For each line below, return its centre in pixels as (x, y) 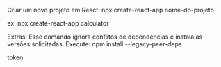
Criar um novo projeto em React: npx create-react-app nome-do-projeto (110, 10)
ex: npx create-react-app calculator (58, 23)
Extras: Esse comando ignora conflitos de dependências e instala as (105, 37)
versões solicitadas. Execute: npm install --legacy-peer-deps (95, 44)
